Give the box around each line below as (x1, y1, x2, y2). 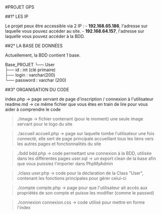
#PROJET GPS (5, 4, 35, 10)
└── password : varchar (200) (5, 78, 67, 83)
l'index (17, 205, 31, 210)
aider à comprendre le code (5, 107, 61, 112)
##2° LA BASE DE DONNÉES (5, 43, 63, 48)
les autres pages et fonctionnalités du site (17, 141, 101, 147)
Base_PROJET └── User (5, 62, 55, 67)
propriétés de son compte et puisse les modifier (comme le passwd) (17, 190, 155, 195)
